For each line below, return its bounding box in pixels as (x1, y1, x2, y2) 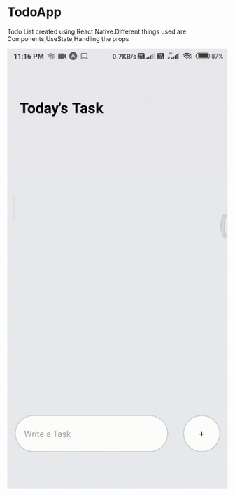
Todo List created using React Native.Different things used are (7, 27, 187, 36)
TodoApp (7, 4, 62, 20)
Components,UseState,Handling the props (7, 34, 129, 43)
